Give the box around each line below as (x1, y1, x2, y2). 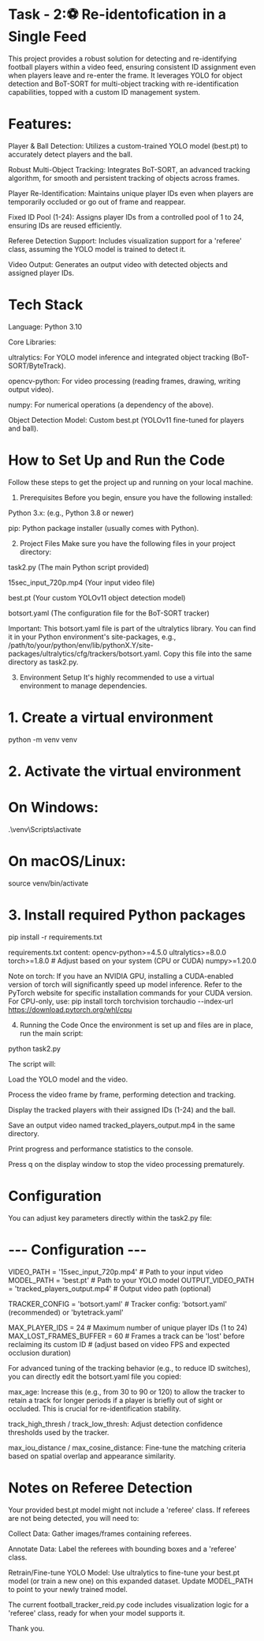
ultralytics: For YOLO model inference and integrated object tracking (8, 352, 230, 362)
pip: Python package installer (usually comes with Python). (8, 523, 199, 533)
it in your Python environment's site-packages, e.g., (8, 632, 177, 642)
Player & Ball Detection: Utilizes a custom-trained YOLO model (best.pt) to (8, 141, 248, 150)
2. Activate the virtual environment (8, 762, 242, 780)
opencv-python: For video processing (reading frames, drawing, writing (8, 376, 241, 386)
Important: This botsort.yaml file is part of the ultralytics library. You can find (8, 623, 256, 633)
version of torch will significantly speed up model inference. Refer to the (8, 980, 243, 989)
